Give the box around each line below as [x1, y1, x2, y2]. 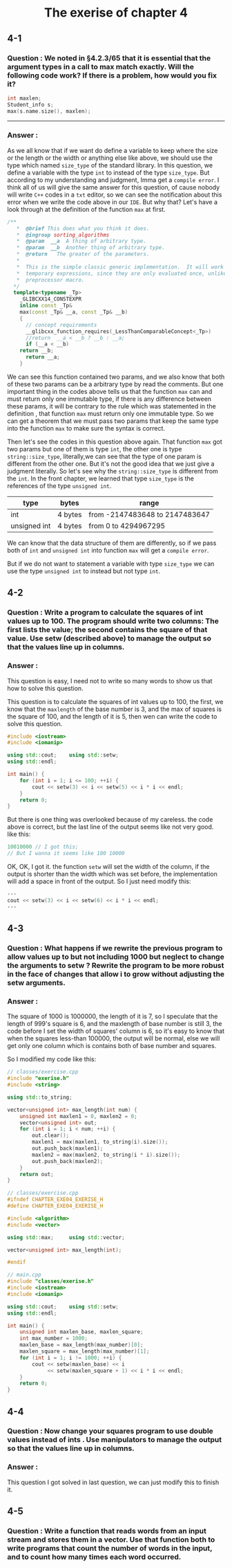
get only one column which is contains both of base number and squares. [7, 1042, 217, 1050]
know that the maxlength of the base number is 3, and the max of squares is [7, 705, 222, 713]
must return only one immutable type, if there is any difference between [7, 395, 212, 403]
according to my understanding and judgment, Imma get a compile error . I [7, 175, 220, 184]
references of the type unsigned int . [7, 481, 112, 489]
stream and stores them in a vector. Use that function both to [7, 1535, 215, 1544]
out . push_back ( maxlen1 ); [32, 1145, 104, 1152]
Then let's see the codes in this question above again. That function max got [7, 438, 222, 446]
